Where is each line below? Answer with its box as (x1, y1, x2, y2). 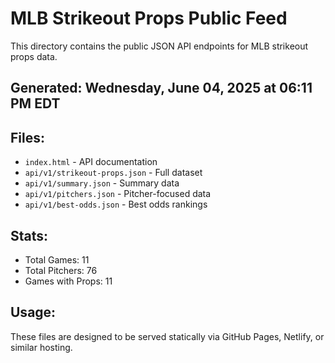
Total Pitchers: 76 (24, 264, 98, 276)
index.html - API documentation (24, 156, 158, 168)
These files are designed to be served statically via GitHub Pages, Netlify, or (10, 330, 325, 342)
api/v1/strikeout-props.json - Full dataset (24, 167, 203, 179)
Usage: (10, 304, 57, 321)
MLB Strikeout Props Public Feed (10, 7, 288, 30)
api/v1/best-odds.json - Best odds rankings (24, 198, 208, 211)
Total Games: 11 (24, 253, 90, 266)
